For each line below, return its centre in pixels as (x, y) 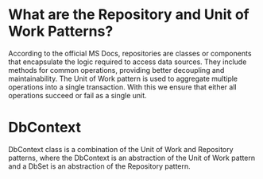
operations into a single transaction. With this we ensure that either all (122, 87)
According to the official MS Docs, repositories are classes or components (130, 53)
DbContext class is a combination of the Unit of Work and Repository (121, 149)
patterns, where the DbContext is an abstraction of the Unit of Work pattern (132, 158)
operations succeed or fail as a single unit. (77, 95)
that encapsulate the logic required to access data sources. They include (128, 62)
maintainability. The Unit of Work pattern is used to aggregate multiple (123, 78)
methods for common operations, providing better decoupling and (116, 70)
